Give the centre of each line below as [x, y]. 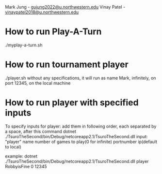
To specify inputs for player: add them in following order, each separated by [81, 126]
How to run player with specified [72, 103]
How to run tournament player [67, 65]
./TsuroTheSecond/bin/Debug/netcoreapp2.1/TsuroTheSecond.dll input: [76, 136]
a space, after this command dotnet [40, 131]
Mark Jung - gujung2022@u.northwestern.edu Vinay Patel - [65, 7]
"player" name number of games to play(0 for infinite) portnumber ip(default [81, 142]
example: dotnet [21, 156]
